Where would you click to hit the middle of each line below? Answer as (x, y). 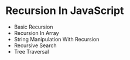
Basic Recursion (33, 27)
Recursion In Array (36, 33)
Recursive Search (35, 45)
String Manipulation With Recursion (57, 39)
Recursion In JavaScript (65, 11)
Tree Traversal (31, 51)
